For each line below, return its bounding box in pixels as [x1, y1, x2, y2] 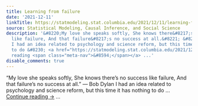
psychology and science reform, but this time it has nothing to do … [6, 87, 170, 94]
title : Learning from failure [6, 8, 81, 15]
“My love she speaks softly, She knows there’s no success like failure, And [6, 74, 187, 81]
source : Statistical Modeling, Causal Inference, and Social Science [6, 25, 181, 31]
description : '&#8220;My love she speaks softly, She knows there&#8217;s [6, 31, 194, 37]
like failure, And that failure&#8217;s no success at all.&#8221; [11, 36, 181, 42]
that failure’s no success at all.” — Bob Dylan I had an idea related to [6, 80, 171, 87]
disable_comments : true [6, 58, 65, 64]
